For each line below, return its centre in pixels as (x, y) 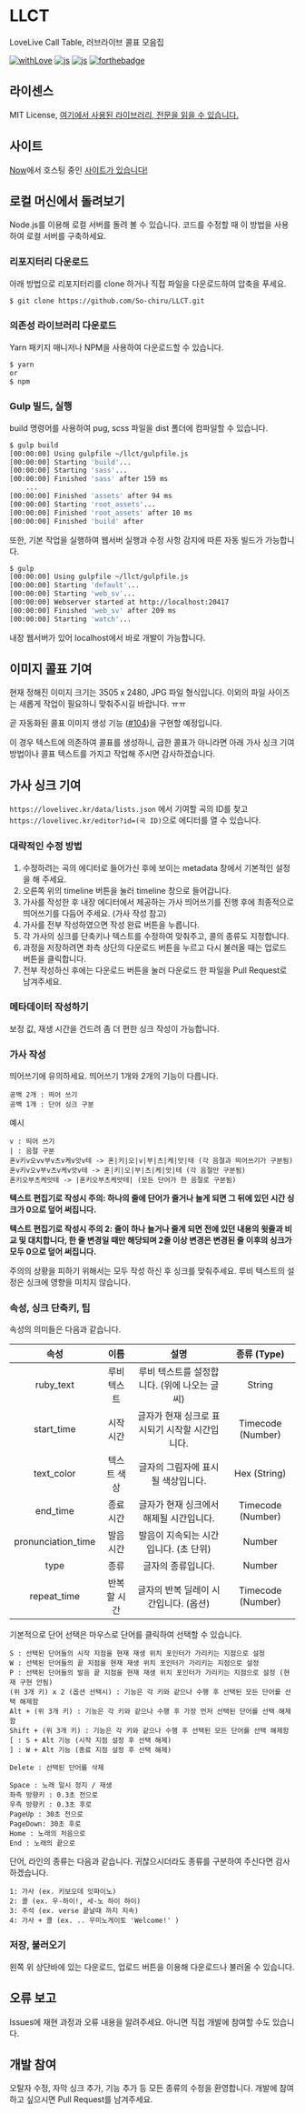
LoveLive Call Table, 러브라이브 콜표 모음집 (87, 42)
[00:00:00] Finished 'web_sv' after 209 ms (93, 610)
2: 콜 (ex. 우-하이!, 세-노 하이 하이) (75, 1901)
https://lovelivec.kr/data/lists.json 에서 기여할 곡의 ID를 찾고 (129, 809)
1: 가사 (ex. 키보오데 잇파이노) (63, 1892)
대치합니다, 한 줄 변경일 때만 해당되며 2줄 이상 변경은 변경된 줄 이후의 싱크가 (160, 1240)
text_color (54, 1474)
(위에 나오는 (184, 1386)
